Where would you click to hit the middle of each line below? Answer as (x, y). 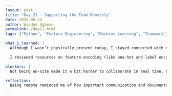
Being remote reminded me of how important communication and (78, 85)
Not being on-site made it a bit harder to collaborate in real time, (87, 71)
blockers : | (18, 66)
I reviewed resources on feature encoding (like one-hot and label (83, 57)
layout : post (19, 10)
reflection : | (20, 81)
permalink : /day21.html (31, 29)
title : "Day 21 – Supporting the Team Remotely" (58, 15)
